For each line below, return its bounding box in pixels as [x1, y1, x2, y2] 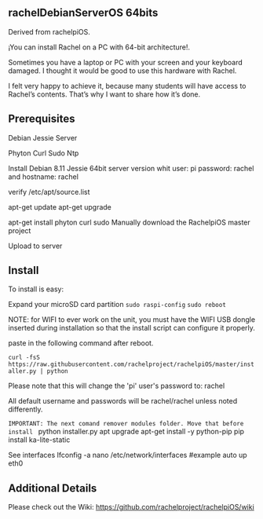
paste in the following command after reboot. [8, 338, 154, 348]
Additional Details [8, 481, 97, 495]
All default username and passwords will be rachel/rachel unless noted [8, 397, 238, 406]
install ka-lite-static [8, 435, 71, 444]
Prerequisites [8, 112, 75, 126]
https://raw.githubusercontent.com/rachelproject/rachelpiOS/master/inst [8, 360, 255, 368]
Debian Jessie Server [8, 133, 78, 142]
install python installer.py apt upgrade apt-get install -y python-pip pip [8, 427, 245, 437]
